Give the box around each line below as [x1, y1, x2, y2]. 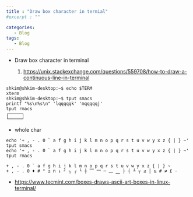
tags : [6, 36, 19, 41]
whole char [14, 126, 42, 133]
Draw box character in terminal [14, 57, 89, 64]
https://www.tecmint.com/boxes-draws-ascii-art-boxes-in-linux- [14, 178, 171, 185]
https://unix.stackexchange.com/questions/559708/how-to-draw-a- [23, 68, 188, 75]
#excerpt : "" [6, 14, 41, 20]
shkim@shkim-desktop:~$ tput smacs [6, 96, 93, 101]
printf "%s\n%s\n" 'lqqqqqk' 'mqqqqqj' [6, 101, 103, 107]
